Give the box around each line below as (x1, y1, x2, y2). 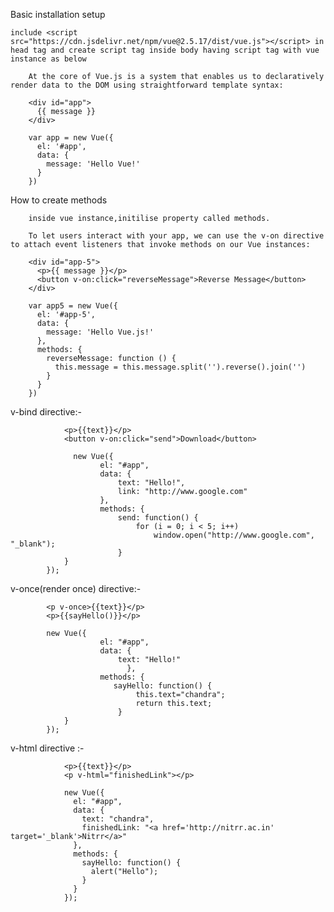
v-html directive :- (10, 742, 85, 754)
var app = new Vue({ (28, 133, 114, 143)
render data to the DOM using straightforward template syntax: (10, 80, 284, 90)
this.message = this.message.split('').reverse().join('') (54, 362, 307, 372)
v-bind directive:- (10, 406, 82, 418)
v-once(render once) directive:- (10, 583, 142, 594)
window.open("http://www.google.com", (153, 530, 315, 540)
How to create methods (10, 194, 108, 206)
